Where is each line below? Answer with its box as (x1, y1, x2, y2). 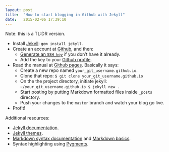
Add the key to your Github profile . (20, 57, 92, 63)
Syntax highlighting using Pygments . (12, 141, 89, 147)
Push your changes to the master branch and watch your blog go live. (20, 100, 164, 106)
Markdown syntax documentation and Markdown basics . (12, 135, 131, 142)
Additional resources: (5, 115, 49, 121)
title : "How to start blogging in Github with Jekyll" (5, 12, 125, 17)
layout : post (5, 7, 33, 13)
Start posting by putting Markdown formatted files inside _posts (20, 89, 153, 95)
